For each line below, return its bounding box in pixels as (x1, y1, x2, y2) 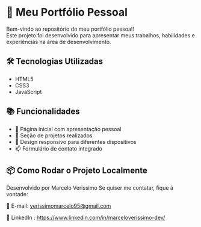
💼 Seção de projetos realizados (14, 132, 93, 139)
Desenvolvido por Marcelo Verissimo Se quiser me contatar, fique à (6, 184, 173, 191)
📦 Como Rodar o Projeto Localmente (6, 165, 147, 175)
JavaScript (14, 88, 42, 95)
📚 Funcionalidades (6, 107, 80, 117)
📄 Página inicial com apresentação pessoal (14, 125, 122, 132)
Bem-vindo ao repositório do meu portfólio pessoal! (6, 25, 134, 33)
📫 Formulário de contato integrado (14, 145, 102, 152)
